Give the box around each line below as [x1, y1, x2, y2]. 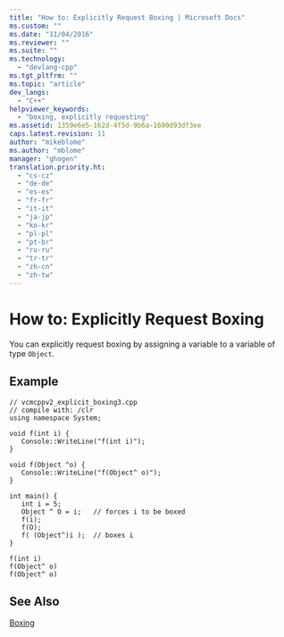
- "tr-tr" [17, 254, 54, 264]
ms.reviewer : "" [9, 38, 70, 47]
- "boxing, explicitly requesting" [17, 113, 150, 122]
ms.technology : [9, 54, 66, 63]
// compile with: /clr [9, 406, 94, 415]
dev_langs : [9, 88, 50, 96]
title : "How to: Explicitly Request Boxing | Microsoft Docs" [9, 13, 246, 22]
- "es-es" [17, 188, 54, 197]
